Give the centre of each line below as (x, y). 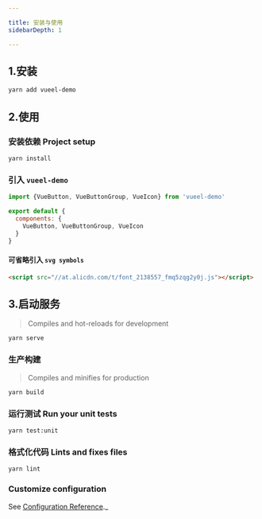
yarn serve (26, 338)
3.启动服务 (35, 304)
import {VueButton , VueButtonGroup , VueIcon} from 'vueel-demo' (117, 197)
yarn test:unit (33, 431)
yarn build (26, 392)
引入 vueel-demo (39, 180)
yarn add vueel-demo (42, 90)
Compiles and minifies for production (88, 377)
